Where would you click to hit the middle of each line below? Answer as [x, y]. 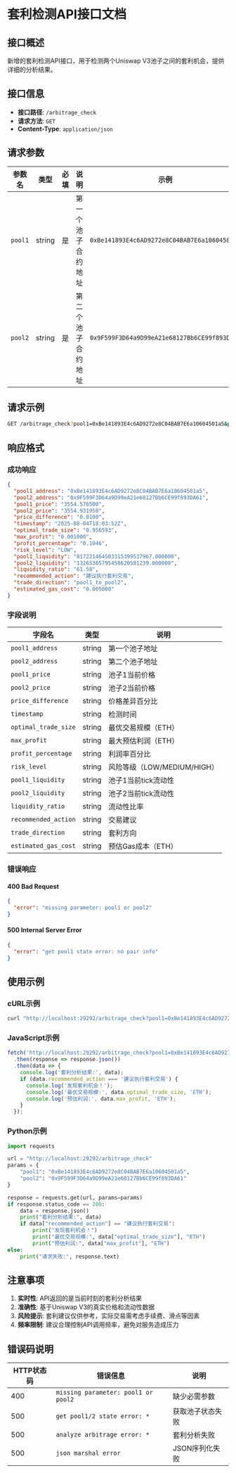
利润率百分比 [130, 754]
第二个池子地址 [133, 662]
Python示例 [27, 1131]
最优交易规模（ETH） [144, 728]
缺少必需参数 [194, 1396]
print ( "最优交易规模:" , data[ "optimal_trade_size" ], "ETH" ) [119, 1237]
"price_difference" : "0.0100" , [59, 517]
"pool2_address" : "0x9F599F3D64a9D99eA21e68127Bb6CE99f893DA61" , [111, 497]
